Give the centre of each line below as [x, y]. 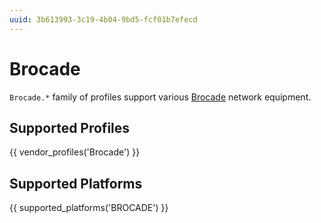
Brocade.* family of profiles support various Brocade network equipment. [160, 97]
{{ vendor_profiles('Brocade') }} [75, 152]
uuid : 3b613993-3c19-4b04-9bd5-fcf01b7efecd [103, 19]
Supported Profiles [70, 127]
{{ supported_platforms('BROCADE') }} [89, 208]
